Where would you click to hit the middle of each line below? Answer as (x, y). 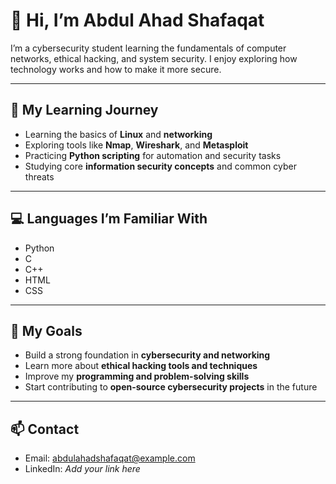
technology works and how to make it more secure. (116, 69)
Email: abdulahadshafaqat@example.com (110, 458)
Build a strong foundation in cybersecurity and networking (147, 355)
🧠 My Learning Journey (84, 110)
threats (39, 176)
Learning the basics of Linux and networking (118, 134)
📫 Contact (45, 429)
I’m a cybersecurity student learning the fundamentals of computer (148, 48)
